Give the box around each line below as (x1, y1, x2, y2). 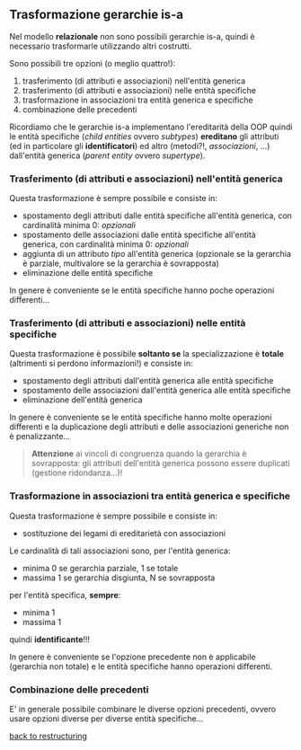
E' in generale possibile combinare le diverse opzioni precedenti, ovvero (9, 704, 277, 714)
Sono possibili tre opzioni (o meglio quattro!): (9, 57, 176, 68)
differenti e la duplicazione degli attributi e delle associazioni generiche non (9, 421, 289, 432)
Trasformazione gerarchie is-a (9, 7, 184, 22)
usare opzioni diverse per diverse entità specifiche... (9, 713, 204, 724)
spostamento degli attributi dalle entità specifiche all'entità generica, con (22, 210, 292, 221)
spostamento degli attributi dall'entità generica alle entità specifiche (22, 375, 274, 386)
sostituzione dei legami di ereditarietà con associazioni (22, 527, 226, 538)
